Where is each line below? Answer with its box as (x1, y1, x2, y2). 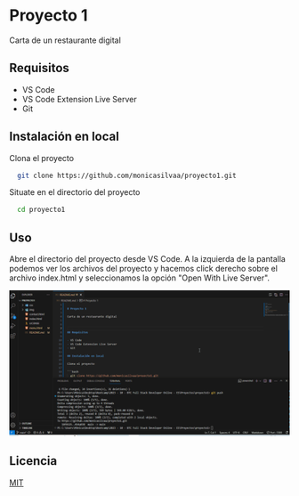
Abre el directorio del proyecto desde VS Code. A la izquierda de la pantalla (9, 254, 287, 264)
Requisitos (9, 61, 69, 76)
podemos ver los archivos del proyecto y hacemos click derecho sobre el (9, 264, 279, 274)
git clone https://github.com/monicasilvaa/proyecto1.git (17, 171, 238, 180)
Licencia (9, 453, 58, 468)
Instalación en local (9, 129, 120, 144)
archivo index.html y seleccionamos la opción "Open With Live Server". (9, 272, 270, 283)
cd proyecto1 (17, 206, 66, 215)
